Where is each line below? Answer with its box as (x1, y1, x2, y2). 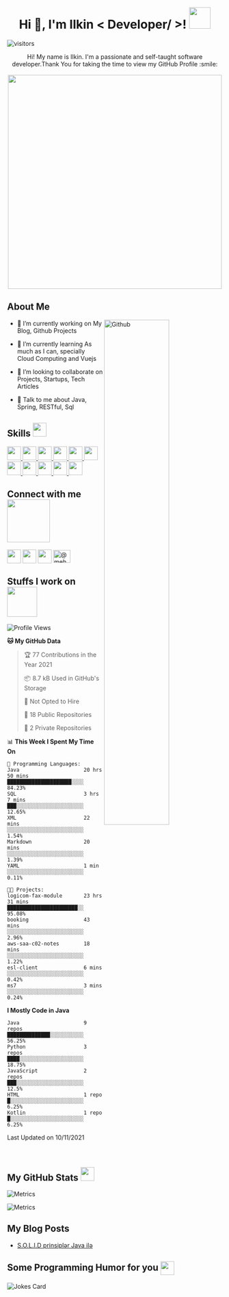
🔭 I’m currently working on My (16, 319, 103, 327)
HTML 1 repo (7, 1092, 103, 1098)
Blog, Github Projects (16, 326, 77, 335)
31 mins (7, 898, 29, 905)
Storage (23, 684, 46, 692)
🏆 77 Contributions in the (23, 651, 97, 659)
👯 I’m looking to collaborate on (16, 367, 103, 376)
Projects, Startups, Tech (16, 375, 85, 383)
